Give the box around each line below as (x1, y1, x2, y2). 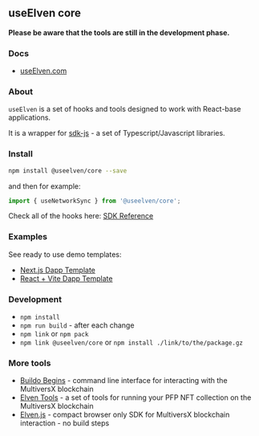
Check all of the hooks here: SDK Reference (8, 211, 154, 221)
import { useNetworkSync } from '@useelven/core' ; (8, 197, 181, 205)
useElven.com (19, 66, 67, 75)
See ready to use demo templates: (8, 249, 122, 259)
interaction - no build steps (19, 418, 110, 428)
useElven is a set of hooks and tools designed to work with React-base (8, 104, 241, 114)
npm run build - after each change (19, 320, 135, 330)
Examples (8, 231, 48, 242)
